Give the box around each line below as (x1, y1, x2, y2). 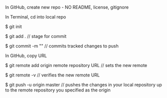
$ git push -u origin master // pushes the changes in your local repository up (5, 82, 162, 87)
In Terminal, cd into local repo (5, 14, 66, 19)
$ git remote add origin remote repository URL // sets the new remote (5, 62, 148, 68)
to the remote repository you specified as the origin (5, 87, 111, 93)
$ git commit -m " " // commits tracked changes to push (5, 43, 119, 49)
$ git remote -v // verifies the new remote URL (5, 72, 100, 78)
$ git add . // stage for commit (5, 33, 67, 39)
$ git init (5, 23, 22, 29)
